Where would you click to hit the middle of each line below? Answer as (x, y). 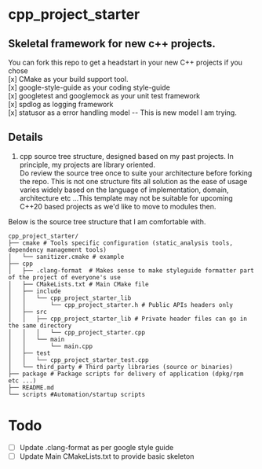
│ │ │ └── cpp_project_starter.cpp (77, 332)
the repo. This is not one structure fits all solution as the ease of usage (133, 181)
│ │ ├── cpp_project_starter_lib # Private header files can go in (127, 319)
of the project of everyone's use (65, 277)
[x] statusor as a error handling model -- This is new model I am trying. (122, 113)
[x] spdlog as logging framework (61, 104)
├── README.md (31, 387)
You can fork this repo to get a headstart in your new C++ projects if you (126, 62)
